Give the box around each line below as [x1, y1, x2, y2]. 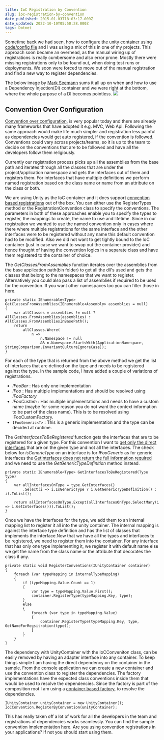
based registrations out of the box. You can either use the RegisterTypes [5, 200, 152, 206]
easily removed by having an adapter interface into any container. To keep [5, 654, 155, 660]
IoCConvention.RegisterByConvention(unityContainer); [5, 705, 118, 710]
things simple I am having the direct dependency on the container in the [5, 659, 151, 665]
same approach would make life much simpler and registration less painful [5, 128, 156, 134]
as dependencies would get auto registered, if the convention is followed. [5, 134, 154, 140]
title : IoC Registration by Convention [5, 7, 87, 12]
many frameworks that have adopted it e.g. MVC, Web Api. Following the [5, 123, 152, 129]
